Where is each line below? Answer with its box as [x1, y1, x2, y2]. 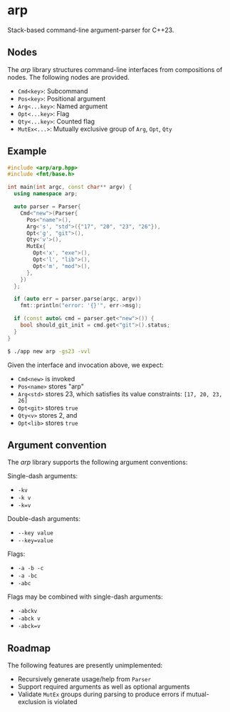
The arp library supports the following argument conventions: [7, 458, 188, 467]
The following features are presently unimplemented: [7, 661, 163, 670]
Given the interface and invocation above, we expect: [7, 361, 164, 369]
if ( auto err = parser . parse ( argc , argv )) [14, 295, 142, 303]
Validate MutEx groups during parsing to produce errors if [17, 690, 185, 698]
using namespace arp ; [14, 190, 78, 197]
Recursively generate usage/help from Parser [17, 675, 152, 683]
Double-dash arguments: [7, 515, 80, 523]
